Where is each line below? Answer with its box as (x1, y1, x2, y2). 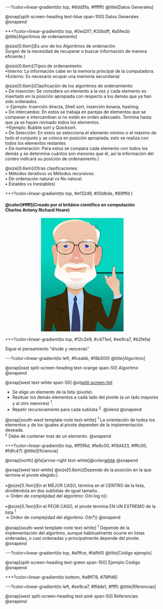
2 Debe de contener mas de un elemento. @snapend (5, 432, 112, 439)
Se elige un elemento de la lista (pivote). (12, 389, 93, 395)
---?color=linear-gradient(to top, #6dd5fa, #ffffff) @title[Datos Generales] (5, 4, 154, 10)
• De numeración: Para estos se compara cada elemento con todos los (5, 146, 148, 151)
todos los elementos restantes (5, 140, 66, 146)
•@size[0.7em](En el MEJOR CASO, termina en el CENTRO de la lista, (5, 482, 145, 488)
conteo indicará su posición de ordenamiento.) (5, 156, 99, 161)
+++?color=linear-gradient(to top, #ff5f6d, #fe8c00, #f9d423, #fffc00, (5, 442, 148, 448)
